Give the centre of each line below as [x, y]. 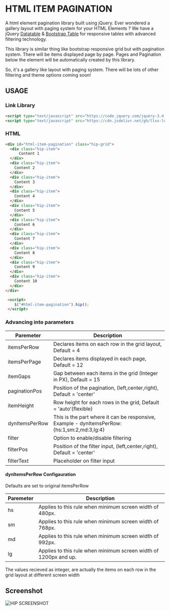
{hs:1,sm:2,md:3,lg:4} [79, 430]
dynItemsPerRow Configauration [40, 474]
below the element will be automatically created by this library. [70, 59]
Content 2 [25, 168]
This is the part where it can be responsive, [104, 417]
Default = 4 [66, 350]
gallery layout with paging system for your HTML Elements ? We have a [79, 28]
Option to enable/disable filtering [92, 438]
